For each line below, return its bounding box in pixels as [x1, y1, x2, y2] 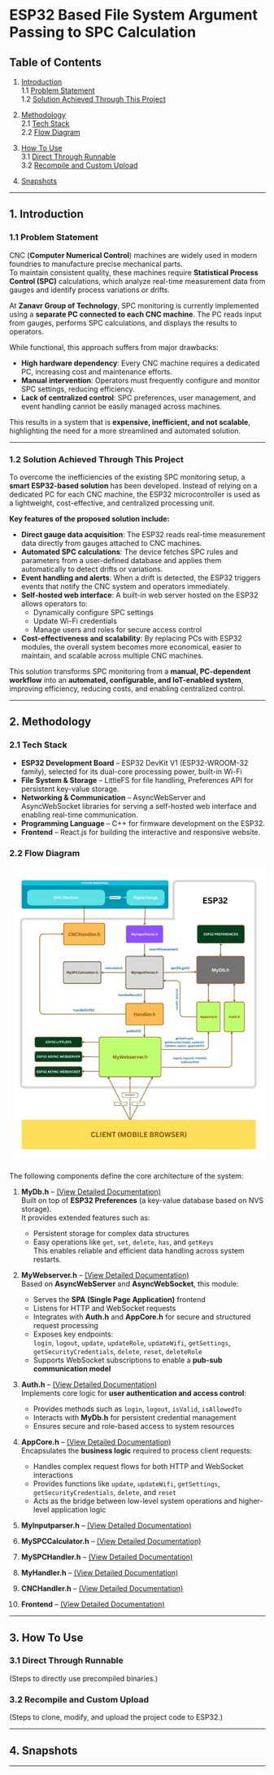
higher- [238, 1496, 263, 1506]
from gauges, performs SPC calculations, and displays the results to [9, 317, 237, 327]
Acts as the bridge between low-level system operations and [33, 1496, 237, 1506]
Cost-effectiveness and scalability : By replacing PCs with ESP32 [20, 633, 242, 643]
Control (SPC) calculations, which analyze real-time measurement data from [9, 276, 266, 286]
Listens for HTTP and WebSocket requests [33, 1304, 176, 1314]
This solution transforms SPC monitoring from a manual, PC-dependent [9, 666, 251, 676]
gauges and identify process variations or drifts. [9, 285, 170, 295]
